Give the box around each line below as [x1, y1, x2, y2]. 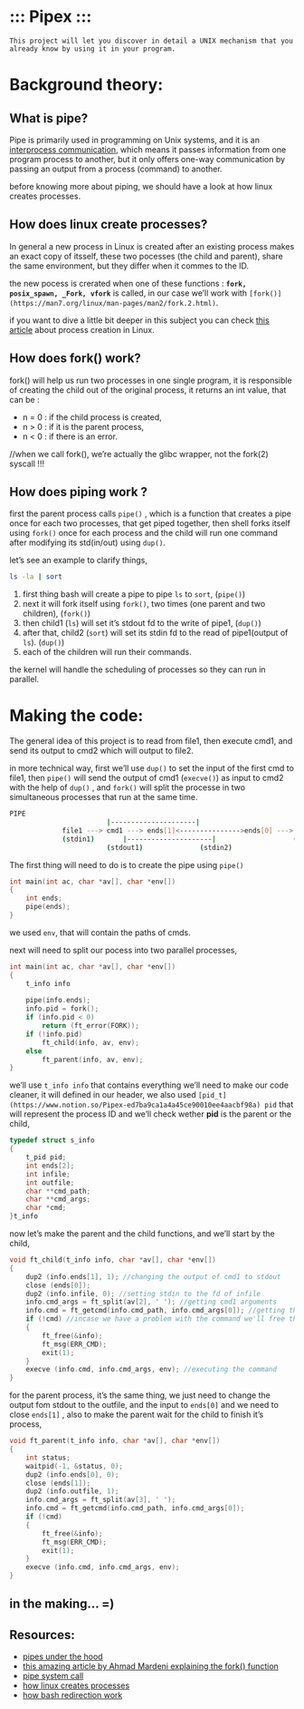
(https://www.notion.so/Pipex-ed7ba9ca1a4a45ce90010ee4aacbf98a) [9, 1100, 261, 1110]
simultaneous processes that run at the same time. [9, 792, 198, 803]
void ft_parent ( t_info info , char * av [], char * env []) [9, 1436, 221, 1446]
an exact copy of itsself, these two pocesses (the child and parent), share [9, 250, 283, 261]
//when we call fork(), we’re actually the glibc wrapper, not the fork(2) [9, 448, 269, 459]
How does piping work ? [9, 483, 147, 500]
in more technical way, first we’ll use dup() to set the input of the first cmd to [9, 763, 294, 774]
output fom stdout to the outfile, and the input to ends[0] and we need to [9, 1400, 279, 1411]
